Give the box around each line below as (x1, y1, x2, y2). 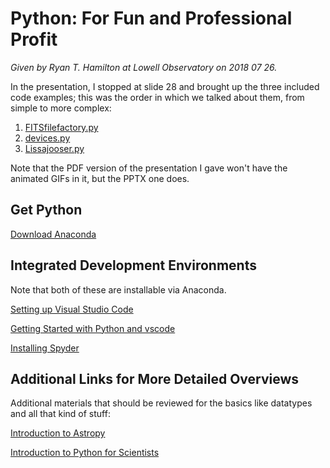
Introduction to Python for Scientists (10, 447, 160, 459)
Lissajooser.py (24, 142, 85, 154)
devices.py (24, 132, 71, 144)
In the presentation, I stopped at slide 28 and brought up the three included (10, 80, 320, 92)
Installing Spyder (10, 342, 80, 354)
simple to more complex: (10, 102, 112, 114)
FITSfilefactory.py (24, 121, 99, 133)
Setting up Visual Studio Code (10, 303, 134, 315)
